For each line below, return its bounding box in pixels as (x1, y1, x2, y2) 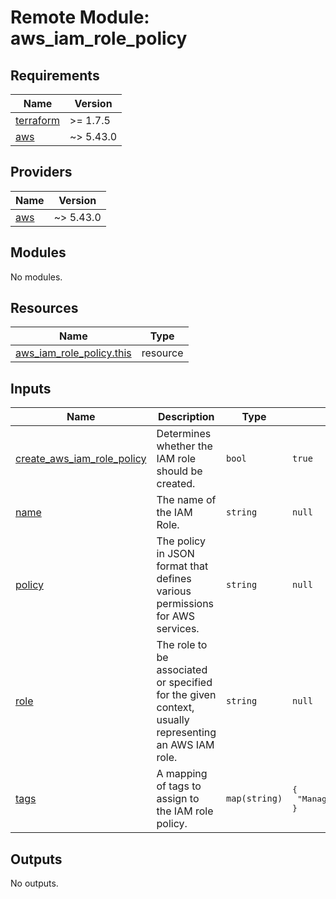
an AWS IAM (156, 738, 215, 752)
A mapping (156, 767, 208, 781)
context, (156, 701, 195, 715)
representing (156, 726, 217, 740)
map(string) (226, 793, 283, 805)
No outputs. (10, 877, 59, 890)
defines (156, 572, 192, 586)
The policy (156, 534, 206, 548)
